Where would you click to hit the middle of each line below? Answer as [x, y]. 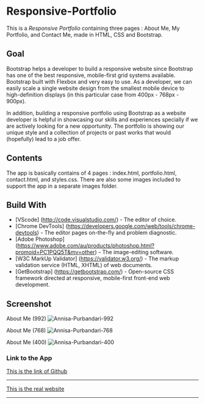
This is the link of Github [37, 372]
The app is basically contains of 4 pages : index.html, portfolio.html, [92, 173]
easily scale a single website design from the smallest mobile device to [95, 88]
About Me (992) [27, 318]
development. [32, 285]
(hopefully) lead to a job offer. [44, 139]
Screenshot [29, 304]
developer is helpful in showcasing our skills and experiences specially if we [102, 119]
